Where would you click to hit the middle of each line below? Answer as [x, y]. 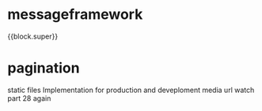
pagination [44, 68]
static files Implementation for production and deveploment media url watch [131, 90]
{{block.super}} [33, 36]
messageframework [75, 15]
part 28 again [29, 98]
